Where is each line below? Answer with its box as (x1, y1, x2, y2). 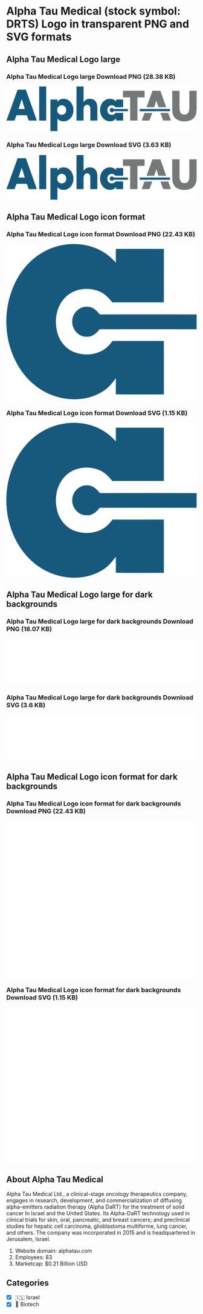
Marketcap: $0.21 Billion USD (14, 1260, 88, 1267)
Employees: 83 (14, 1253, 53, 1261)
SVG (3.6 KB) (6, 701, 46, 710)
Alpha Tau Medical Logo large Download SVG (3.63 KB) (6, 141, 172, 149)
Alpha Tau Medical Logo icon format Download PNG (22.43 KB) (6, 230, 195, 238)
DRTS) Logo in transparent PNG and (6, 17, 189, 31)
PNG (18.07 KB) (6, 625, 53, 633)
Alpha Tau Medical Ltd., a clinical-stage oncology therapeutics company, (6, 1190, 188, 1198)
